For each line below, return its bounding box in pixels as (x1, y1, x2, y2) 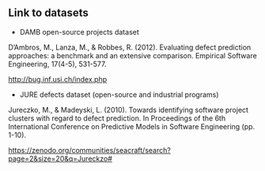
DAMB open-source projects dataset (19, 27, 140, 36)
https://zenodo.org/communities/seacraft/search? (8, 145, 172, 154)
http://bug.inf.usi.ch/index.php (8, 74, 108, 84)
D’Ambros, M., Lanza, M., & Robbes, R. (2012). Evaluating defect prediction (8, 43, 252, 52)
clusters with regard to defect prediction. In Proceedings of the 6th (8, 113, 226, 123)
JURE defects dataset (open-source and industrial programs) (19, 90, 219, 99)
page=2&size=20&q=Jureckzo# (8, 154, 113, 163)
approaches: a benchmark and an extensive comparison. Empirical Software (8, 50, 257, 60)
